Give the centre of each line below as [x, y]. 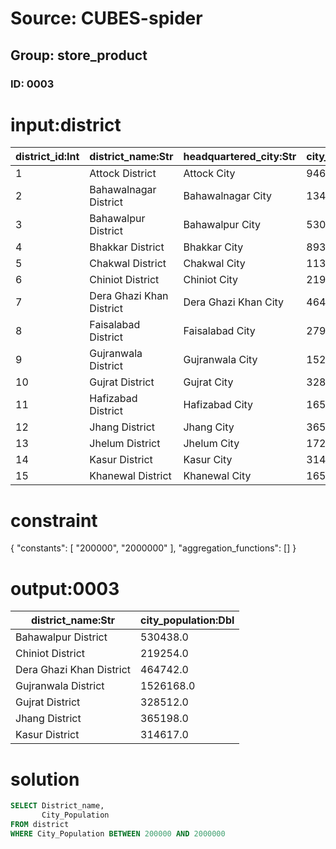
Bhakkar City [213, 247]
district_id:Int [47, 157]
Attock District [123, 174]
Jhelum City [211, 444]
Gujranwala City [220, 360]
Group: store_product [79, 55]
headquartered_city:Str [240, 157]
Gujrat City [208, 382]
